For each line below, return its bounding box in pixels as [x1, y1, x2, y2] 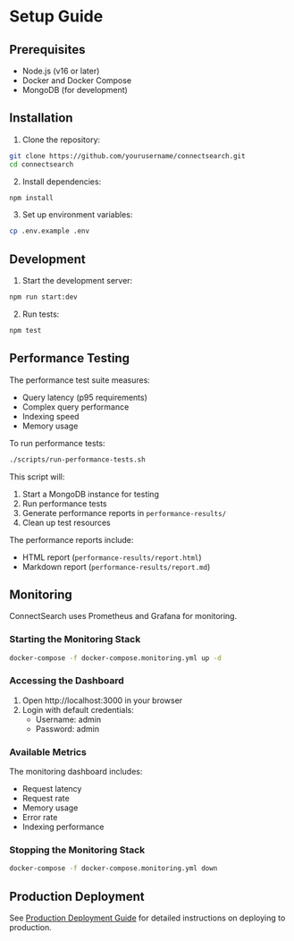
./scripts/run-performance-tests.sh [9, 454, 146, 464]
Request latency [21, 784, 82, 794]
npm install [9, 193, 54, 202]
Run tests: [21, 309, 60, 319]
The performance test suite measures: [9, 374, 150, 386]
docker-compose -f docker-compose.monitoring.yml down [9, 864, 218, 873]
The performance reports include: [9, 534, 134, 545]
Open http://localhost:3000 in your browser [21, 695, 183, 706]
